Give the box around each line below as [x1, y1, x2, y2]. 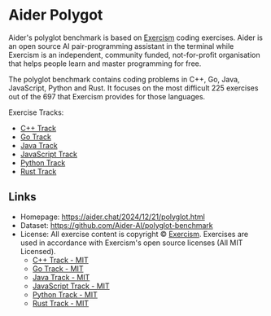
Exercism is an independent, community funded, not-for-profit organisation [8, 50, 260, 59]
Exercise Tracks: [8, 108, 64, 117]
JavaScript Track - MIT [32, 281, 110, 291]
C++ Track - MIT [32, 255, 90, 265]
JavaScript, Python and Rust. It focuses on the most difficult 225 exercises [8, 83, 259, 93]
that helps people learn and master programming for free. [8, 59, 202, 68]
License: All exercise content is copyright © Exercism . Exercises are [20, 229, 249, 239]
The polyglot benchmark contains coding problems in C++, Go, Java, [8, 74, 240, 84]
